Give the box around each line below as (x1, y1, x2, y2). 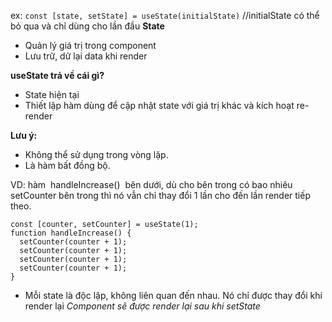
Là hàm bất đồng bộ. (24, 160, 111, 171)
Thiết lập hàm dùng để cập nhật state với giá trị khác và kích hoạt (24, 100, 295, 111)
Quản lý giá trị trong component (24, 40, 157, 51)
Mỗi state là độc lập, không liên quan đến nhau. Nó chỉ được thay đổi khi (24, 290, 323, 301)
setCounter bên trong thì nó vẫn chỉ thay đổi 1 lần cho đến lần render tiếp (10, 190, 311, 201)
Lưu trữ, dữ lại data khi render (24, 50, 148, 62)
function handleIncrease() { (10, 228, 132, 238)
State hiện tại (24, 89, 80, 100)
